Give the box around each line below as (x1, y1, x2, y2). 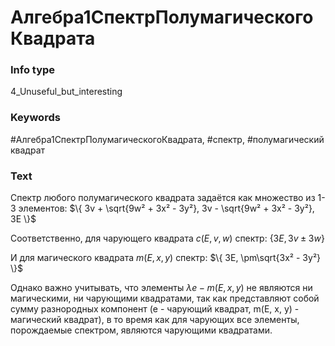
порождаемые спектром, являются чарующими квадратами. (10, 324, 273, 336)
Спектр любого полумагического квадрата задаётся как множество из (10, 192, 316, 204)
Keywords (10, 111, 61, 125)
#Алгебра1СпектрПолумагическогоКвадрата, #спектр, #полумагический (10, 133, 325, 145)
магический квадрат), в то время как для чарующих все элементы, (10, 314, 300, 326)
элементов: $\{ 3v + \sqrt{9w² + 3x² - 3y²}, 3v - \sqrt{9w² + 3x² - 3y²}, (18, 202, 315, 215)
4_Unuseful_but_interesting (10, 86, 123, 98)
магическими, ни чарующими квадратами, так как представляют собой (10, 292, 320, 305)
